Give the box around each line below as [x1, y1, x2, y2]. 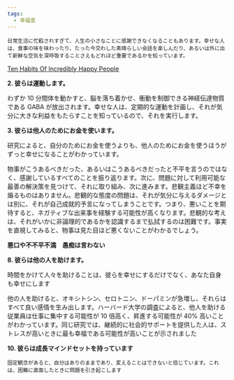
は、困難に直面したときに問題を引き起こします [7, 367, 122, 374]
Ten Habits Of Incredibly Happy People [7, 64, 119, 73]
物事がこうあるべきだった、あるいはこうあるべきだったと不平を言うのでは [7, 164, 221, 173]
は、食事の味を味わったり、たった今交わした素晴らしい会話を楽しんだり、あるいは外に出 [7, 45, 226, 52]
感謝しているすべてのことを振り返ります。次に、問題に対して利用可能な [19, 173, 226, 182]
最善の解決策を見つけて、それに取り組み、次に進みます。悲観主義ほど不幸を [7, 182, 227, 190]
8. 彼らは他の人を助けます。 [7, 255, 87, 264]
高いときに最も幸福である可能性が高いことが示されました [31, 329, 197, 337]
